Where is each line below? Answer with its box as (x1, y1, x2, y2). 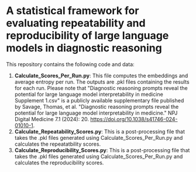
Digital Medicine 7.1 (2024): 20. (14, 115, 90, 122)
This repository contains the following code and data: (6, 60, 135, 68)
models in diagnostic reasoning (6, 42, 162, 55)
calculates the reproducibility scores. (14, 159, 104, 166)
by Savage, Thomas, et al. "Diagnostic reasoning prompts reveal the (14, 103, 179, 110)
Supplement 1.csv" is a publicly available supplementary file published (14, 97, 184, 104)
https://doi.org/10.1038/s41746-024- (90, 115, 178, 122)
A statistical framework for (6, 4, 139, 18)
